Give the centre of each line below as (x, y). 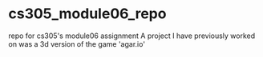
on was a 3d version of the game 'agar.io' (77, 44)
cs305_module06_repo (87, 14)
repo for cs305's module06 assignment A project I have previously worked (132, 36)
